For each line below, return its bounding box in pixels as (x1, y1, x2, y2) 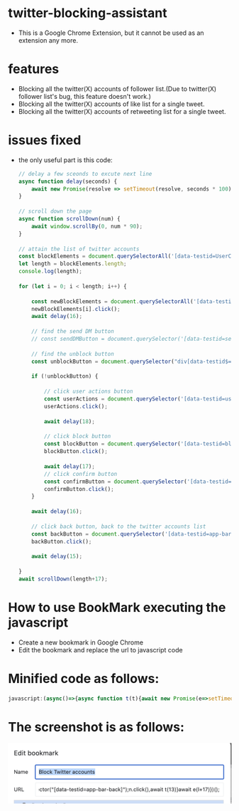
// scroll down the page (18, 208, 92, 215)
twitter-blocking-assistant (8, 5, 167, 21)
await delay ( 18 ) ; (44, 418, 95, 425)
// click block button (44, 433, 111, 440)
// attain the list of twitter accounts (18, 245, 140, 253)
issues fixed (8, 132, 82, 149)
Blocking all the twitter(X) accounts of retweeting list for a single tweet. (18, 107, 226, 115)
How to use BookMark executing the (8, 600, 226, 616)
